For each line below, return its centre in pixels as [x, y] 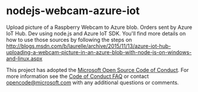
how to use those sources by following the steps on [69, 40]
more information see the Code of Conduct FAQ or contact [78, 76]
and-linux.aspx [24, 58]
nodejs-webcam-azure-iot [73, 11]
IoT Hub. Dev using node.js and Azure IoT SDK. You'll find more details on [96, 33]
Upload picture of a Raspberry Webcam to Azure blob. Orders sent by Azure [99, 27]
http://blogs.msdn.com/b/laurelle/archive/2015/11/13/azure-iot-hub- [89, 46]
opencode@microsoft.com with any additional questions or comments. [92, 82]
